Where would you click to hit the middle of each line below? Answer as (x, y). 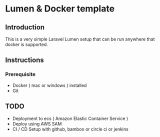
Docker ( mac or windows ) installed (49, 85)
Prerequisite (20, 74)
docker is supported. (27, 44)
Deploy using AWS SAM (37, 123)
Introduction (25, 27)
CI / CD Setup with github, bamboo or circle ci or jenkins (70, 129)
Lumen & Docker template (60, 9)
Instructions (24, 60)
